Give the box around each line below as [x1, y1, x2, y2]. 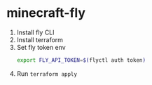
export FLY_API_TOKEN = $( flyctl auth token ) [16, 56, 146, 64]
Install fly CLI [16, 28, 55, 37]
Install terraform [16, 35, 64, 44]
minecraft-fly [6, 5, 85, 21]
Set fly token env [16, 43, 66, 51]
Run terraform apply [16, 69, 78, 78]
